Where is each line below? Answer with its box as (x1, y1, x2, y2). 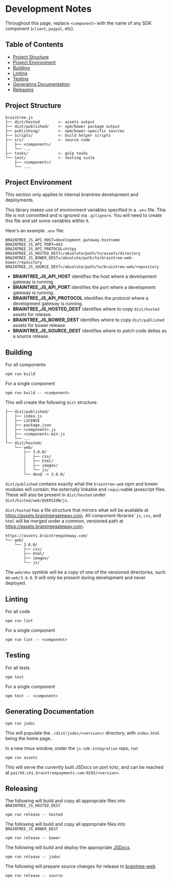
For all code (5, 608, 31, 614)
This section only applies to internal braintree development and (5, 191, 139, 197)
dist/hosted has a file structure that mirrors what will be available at (5, 507, 148, 513)
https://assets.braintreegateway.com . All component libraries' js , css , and (5, 513, 161, 519)
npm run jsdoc (5, 721, 36, 726)
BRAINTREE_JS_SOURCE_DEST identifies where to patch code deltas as (12, 328, 167, 334)
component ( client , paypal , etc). (5, 25, 75, 31)
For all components (5, 362, 46, 368)
